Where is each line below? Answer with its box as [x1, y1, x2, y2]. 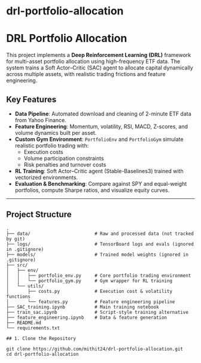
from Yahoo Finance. [14, 116, 67, 123]
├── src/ [6, 262, 28, 268]
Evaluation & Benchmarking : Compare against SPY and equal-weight [14, 180, 187, 187]
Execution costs [23, 148, 63, 155]
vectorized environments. [14, 174, 78, 181]
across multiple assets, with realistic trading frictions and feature [6, 71, 166, 78]
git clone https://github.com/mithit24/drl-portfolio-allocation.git [6, 346, 184, 352]
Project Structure [6, 210, 72, 220]
